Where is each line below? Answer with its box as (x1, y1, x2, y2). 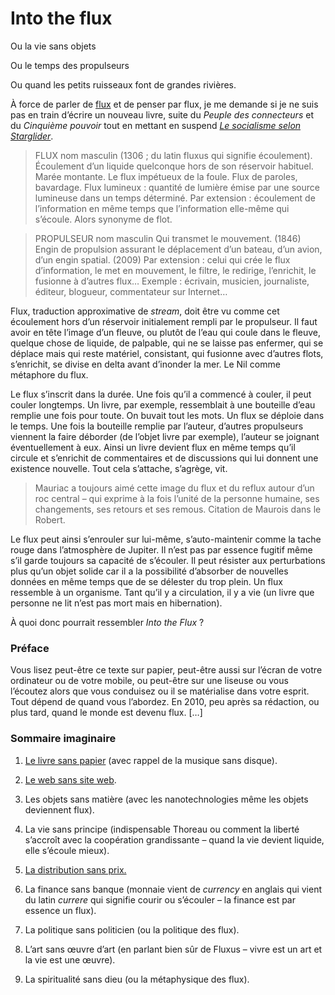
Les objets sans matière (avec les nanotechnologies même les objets (24, 793, 309, 805)
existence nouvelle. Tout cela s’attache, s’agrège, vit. (10, 462, 228, 474)
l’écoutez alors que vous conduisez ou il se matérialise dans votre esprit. (10, 685, 310, 697)
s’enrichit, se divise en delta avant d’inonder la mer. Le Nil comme (10, 358, 281, 370)
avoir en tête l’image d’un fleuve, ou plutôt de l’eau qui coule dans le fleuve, (10, 326, 321, 338)
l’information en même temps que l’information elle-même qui (34, 202, 290, 214)
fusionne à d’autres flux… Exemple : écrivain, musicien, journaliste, (34, 275, 310, 287)
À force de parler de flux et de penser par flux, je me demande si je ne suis (10, 98, 319, 110)
